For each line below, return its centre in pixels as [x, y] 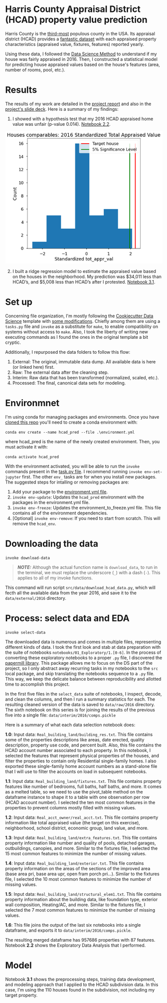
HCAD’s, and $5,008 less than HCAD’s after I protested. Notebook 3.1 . [84, 282]
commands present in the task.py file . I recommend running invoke [74, 472]
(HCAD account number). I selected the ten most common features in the [80, 802]
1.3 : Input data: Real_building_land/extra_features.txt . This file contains [81, 837]
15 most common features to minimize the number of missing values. [76, 853]
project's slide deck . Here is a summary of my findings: [62, 109]
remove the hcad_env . [34, 524]
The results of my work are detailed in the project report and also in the [78, 104]
